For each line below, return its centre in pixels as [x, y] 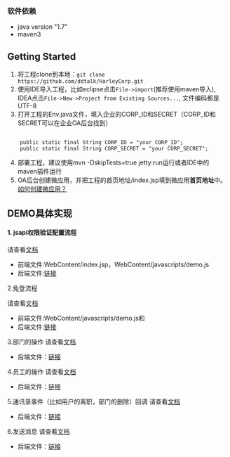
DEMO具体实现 [40, 213]
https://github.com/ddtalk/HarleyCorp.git [80, 82]
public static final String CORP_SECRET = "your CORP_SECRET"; [114, 149]
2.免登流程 [22, 288]
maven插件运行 [39, 172]
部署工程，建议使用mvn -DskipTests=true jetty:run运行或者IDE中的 [113, 162]
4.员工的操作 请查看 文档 [42, 371]
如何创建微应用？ [42, 189]
